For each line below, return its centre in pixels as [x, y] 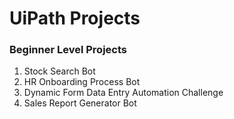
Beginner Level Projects [68, 50]
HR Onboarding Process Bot [82, 82]
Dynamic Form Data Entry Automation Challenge [123, 93]
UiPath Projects [75, 18]
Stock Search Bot [59, 71]
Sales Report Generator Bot [80, 103]
